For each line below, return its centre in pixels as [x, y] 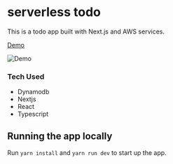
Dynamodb [33, 92]
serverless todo [54, 12]
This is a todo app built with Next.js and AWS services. [86, 31]
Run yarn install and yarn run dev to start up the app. [87, 153]
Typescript [33, 114]
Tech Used [26, 76]
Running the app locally [60, 136]
